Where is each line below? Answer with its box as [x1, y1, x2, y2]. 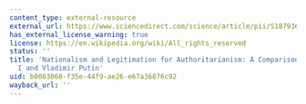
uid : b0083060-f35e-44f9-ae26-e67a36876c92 [9, 72, 178, 81]
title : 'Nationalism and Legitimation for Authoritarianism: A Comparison [9, 55, 300, 64]
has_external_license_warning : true [9, 30, 148, 39]
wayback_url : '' [9, 80, 71, 90]
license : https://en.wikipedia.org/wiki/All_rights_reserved [9, 38, 247, 48]
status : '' [9, 47, 51, 56]
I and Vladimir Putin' [17, 64, 104, 73]
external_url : [9, 22, 64, 31]
